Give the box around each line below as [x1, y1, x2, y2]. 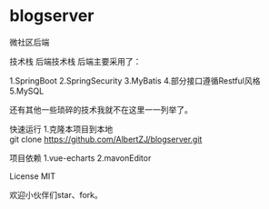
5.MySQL [9, 85, 45, 96]
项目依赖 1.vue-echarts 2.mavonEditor [9, 152, 152, 164]
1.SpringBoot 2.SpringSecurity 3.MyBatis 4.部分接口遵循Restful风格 [9, 75, 261, 86]
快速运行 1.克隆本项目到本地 [9, 124, 114, 134]
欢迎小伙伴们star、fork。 [9, 189, 103, 200]
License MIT [9, 170, 56, 182]
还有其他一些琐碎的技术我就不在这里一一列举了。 [9, 104, 193, 114]
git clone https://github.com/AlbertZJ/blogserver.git [9, 134, 203, 144]
